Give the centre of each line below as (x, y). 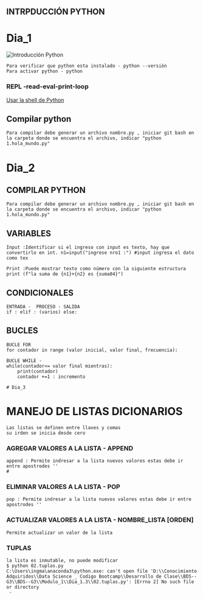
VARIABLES (29, 233)
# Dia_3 (16, 387)
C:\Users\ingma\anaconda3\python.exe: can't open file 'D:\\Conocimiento (102, 571)
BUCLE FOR (19, 345)
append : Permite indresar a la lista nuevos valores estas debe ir (95, 461)
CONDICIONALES (40, 292)
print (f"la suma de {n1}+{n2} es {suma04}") (65, 274)
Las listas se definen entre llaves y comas (64, 427)
